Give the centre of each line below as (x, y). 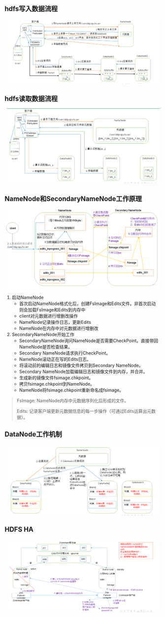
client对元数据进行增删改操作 (49, 316)
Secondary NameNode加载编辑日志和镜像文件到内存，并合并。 (83, 372)
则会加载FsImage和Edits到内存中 (52, 310)
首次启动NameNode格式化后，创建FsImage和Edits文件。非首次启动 (87, 304)
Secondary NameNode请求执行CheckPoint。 (65, 353)
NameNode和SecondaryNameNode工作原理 (73, 198)
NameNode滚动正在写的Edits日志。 (55, 359)
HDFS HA (19, 530)
